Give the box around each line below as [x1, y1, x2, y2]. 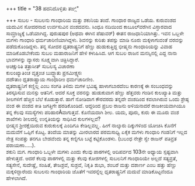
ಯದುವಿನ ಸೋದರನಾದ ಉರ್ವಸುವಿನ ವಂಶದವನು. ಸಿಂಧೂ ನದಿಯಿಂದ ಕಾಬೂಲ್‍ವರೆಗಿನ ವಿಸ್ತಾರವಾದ [6, 23, 172, 30]
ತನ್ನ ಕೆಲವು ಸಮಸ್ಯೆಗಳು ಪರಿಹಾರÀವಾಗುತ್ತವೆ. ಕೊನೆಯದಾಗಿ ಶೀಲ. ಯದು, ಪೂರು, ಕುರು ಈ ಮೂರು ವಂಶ [6, 109, 179, 116]
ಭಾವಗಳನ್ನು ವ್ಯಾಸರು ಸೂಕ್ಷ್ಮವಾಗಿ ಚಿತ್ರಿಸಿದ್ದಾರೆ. [6, 56, 80, 63]
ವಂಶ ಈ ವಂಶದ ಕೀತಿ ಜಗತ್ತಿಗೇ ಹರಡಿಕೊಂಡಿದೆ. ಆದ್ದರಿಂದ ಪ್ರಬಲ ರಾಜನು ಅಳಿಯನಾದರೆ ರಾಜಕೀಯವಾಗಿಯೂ [6, 102, 186, 109]
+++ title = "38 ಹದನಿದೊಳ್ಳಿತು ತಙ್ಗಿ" [6, 5, 79, 12]
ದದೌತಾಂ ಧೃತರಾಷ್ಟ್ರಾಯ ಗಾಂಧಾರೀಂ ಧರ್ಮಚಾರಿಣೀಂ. [6, 76, 95, 82]
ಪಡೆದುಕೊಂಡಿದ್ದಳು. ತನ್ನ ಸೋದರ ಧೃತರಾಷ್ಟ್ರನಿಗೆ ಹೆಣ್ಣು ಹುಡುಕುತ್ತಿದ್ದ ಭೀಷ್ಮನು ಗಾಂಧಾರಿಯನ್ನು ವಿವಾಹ [6, 43, 173, 50]
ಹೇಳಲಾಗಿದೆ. [6, 175, 27, 181]
